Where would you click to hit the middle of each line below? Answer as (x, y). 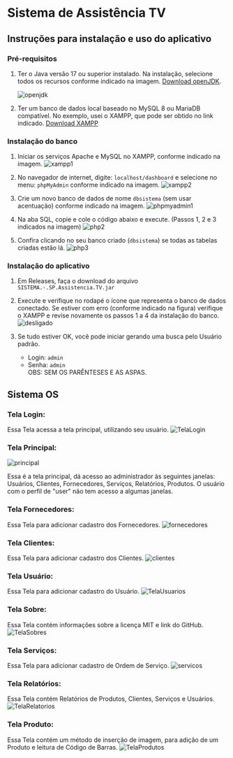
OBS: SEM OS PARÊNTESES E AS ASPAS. (87, 373)
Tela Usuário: (30, 576)
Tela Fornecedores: (41, 510)
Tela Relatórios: (34, 683)
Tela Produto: (30, 724)
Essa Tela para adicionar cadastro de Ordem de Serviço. (88, 665)
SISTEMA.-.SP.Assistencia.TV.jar (66, 288)
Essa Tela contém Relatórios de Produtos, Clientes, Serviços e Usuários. (111, 699)
